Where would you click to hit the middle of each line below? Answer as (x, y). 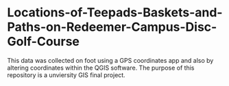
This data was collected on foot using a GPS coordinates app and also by (110, 60)
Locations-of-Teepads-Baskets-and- (115, 13)
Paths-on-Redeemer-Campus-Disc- (112, 27)
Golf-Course (44, 42)
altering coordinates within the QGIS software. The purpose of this (101, 68)
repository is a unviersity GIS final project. (66, 75)
